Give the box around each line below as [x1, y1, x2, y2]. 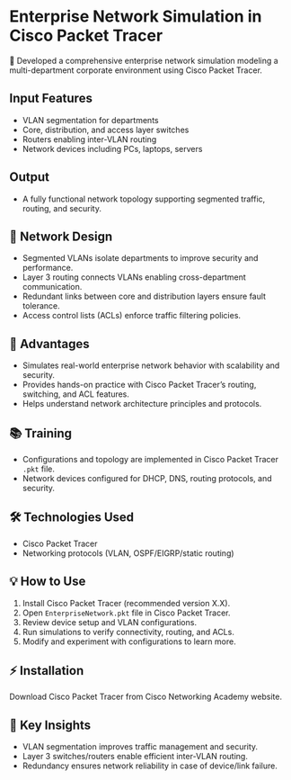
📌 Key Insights [9, 717, 92, 732]
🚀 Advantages [9, 336, 90, 352]
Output [9, 169, 49, 185]
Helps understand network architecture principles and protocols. [22, 399, 262, 409]
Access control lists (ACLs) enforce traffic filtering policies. [22, 310, 241, 321]
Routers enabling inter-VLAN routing [22, 133, 157, 145]
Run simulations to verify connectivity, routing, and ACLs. [22, 626, 235, 637]
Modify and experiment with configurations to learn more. [22, 636, 236, 647]
